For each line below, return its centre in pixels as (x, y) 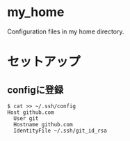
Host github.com (31, 112)
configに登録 (35, 90)
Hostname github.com (43, 124)
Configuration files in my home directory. (66, 31)
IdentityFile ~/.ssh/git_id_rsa (60, 131)
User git (26, 118)
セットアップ (44, 62)
